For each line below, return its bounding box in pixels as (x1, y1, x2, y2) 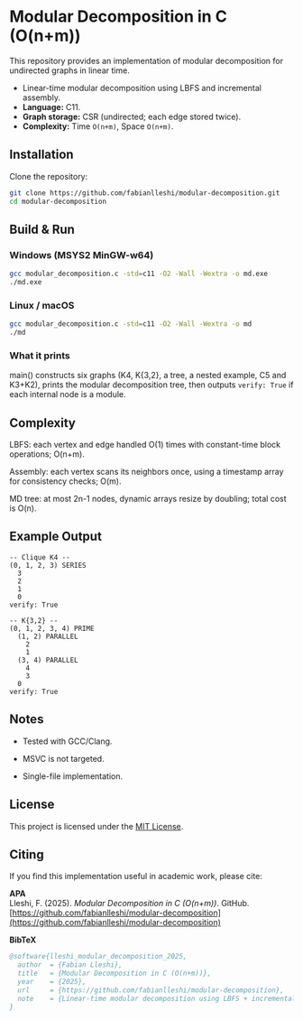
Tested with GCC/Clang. (22, 736, 113, 746)
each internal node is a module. (9, 389, 126, 400)
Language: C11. (22, 101, 81, 112)
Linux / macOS (9, 299, 75, 311)
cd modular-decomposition (9, 197, 106, 206)
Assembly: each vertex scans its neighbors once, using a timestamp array (9, 467, 284, 478)
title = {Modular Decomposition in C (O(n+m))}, (17, 969, 212, 978)
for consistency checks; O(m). (9, 476, 122, 487)
